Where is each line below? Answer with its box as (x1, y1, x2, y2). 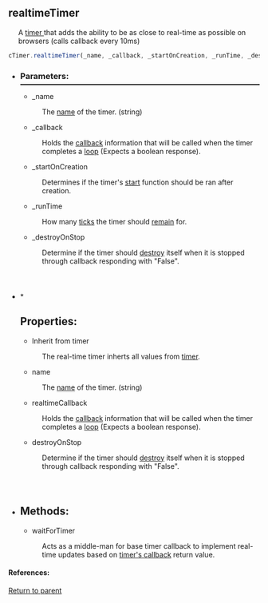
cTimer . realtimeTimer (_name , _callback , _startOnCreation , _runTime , (8, 51, 245, 59)
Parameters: (19, 70, 69, 81)
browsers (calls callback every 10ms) (18, 36, 140, 46)
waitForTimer (31, 526, 76, 535)
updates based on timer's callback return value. (57, 549, 215, 559)
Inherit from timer (31, 335, 89, 346)
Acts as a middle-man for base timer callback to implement (41, 541, 236, 550)
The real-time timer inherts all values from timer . (41, 351, 201, 361)
